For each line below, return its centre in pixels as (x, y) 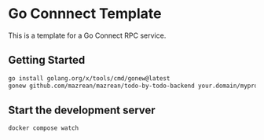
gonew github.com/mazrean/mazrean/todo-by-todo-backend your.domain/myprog (135, 86)
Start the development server (82, 110)
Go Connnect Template (85, 14)
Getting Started (47, 60)
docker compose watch (44, 128)
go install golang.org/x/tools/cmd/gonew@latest (89, 78)
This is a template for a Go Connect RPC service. (87, 35)
